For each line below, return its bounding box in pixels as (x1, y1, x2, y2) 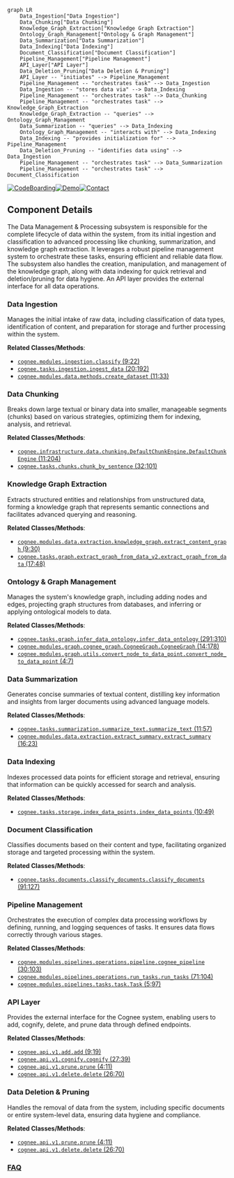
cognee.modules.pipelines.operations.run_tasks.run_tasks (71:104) (17, 973, 214, 981)
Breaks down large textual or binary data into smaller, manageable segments (7, 405, 227, 413)
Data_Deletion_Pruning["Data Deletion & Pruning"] (19, 68, 170, 75)
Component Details (7, 204, 93, 216)
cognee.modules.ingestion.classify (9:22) (17, 357, 140, 366)
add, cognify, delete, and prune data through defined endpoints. (7, 1020, 192, 1029)
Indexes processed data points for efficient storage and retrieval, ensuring (7, 772, 221, 781)
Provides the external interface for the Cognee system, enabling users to (7, 1013, 216, 1022)
